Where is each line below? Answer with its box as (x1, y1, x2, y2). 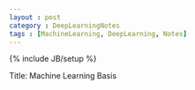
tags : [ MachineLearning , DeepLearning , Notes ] (9, 29, 188, 38)
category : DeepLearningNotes (9, 21, 121, 30)
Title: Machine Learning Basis (9, 71, 117, 81)
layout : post (9, 12, 62, 22)
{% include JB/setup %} (9, 54, 97, 64)
